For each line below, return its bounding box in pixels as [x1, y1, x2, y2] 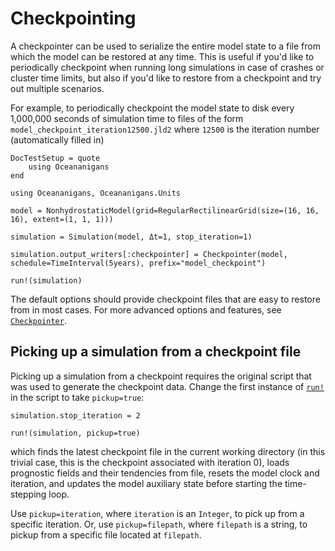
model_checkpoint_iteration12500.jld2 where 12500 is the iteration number [10, 123, 320, 135]
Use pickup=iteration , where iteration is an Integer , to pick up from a [10, 507, 305, 519]
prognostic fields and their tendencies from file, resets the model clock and [10, 467, 320, 479]
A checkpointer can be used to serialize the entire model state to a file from [10, 40, 321, 52]
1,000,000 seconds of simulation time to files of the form [10, 112, 244, 124]
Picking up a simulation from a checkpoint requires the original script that [10, 370, 312, 382]
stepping [10, 488, 47, 500]
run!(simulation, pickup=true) [10, 428, 141, 438]
